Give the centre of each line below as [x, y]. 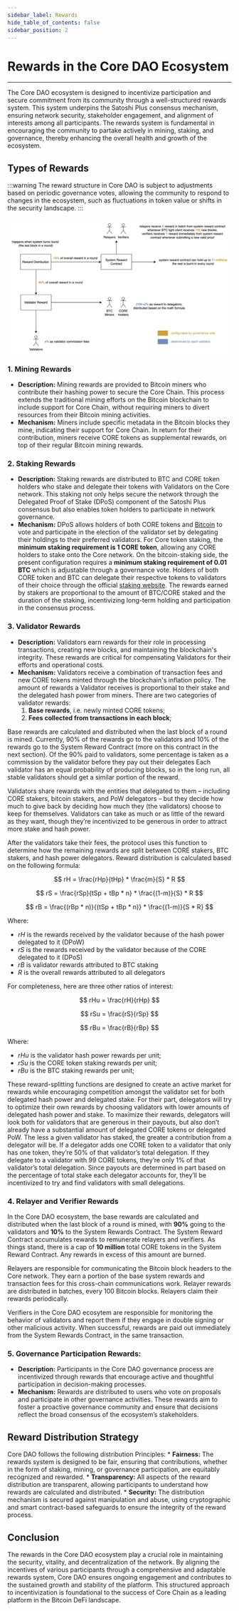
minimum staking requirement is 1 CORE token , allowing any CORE [117, 547]
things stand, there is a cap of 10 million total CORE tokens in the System [115, 1247]
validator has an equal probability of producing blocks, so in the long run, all [118, 769]
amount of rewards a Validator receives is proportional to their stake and [123, 687]
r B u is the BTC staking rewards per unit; [76, 1070]
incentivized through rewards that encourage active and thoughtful [116, 1377]
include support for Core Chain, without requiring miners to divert [113, 407]
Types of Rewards [48, 168]
